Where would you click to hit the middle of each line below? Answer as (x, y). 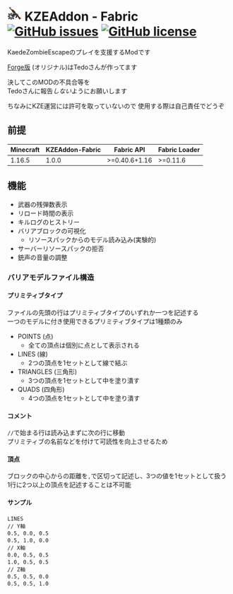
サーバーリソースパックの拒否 (61, 248)
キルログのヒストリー (48, 222)
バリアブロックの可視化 (52, 231)
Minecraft (25, 150)
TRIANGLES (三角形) (47, 372)
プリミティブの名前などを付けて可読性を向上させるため (88, 441)
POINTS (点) (35, 336)
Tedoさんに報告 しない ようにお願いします (67, 90)
